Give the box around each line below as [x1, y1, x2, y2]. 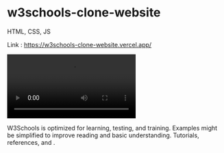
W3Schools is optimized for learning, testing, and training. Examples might [7, 124, 218, 132]
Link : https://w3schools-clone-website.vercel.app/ [7, 40, 152, 48]
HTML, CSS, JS [7, 27, 51, 36]
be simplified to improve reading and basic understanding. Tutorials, [7, 131, 200, 139]
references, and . [7, 138, 55, 146]
